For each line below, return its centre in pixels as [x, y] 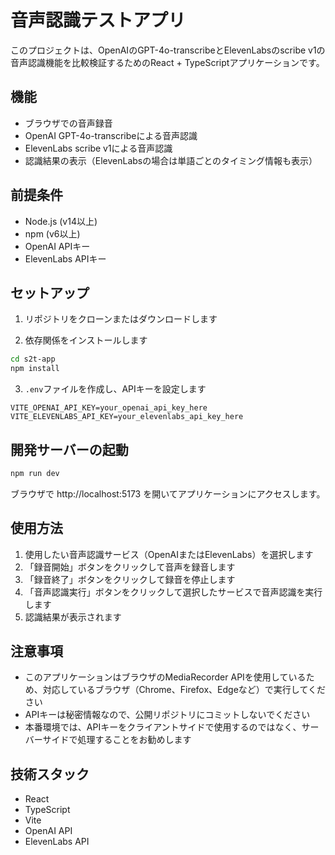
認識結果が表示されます [73, 617]
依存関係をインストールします [86, 340]
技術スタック [50, 774]
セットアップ [50, 292]
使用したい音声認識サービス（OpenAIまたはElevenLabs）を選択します [169, 554]
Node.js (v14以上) [61, 221]
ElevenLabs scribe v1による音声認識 [98, 148]
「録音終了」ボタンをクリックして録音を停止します [130, 579]
